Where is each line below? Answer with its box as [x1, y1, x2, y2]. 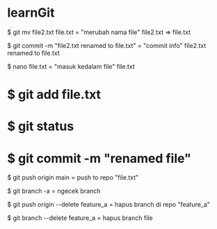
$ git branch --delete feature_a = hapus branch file [7, 214, 153, 222]
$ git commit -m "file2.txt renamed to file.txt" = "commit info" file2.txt [7, 41, 207, 49]
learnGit [7, 5, 55, 21]
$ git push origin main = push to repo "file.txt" [7, 173, 139, 182]
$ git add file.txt [7, 87, 102, 102]
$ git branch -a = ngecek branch [7, 187, 101, 196]
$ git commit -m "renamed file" [7, 150, 191, 166]
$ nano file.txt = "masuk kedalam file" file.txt [7, 62, 135, 70]
